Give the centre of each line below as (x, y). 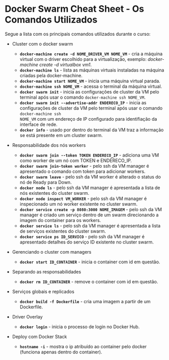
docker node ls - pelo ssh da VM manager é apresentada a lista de (90, 188)
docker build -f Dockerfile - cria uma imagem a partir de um (85, 301)
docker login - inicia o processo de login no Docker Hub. (80, 327)
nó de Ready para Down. (46, 182)
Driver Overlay (27, 317)
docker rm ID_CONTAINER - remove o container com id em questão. (89, 281)
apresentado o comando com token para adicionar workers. (82, 171)
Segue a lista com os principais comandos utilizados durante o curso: (78, 34)
